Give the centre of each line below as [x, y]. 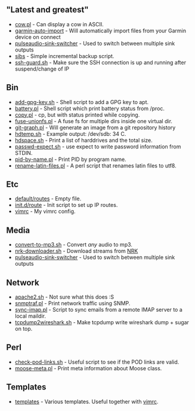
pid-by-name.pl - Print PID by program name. [70, 159]
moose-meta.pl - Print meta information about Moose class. [88, 368]
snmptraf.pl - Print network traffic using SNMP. [72, 303]
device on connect [38, 37]
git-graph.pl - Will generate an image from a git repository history [95, 127]
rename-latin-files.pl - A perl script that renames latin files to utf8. [96, 165]
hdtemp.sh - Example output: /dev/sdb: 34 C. [70, 133]
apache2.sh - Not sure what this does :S [64, 297]
